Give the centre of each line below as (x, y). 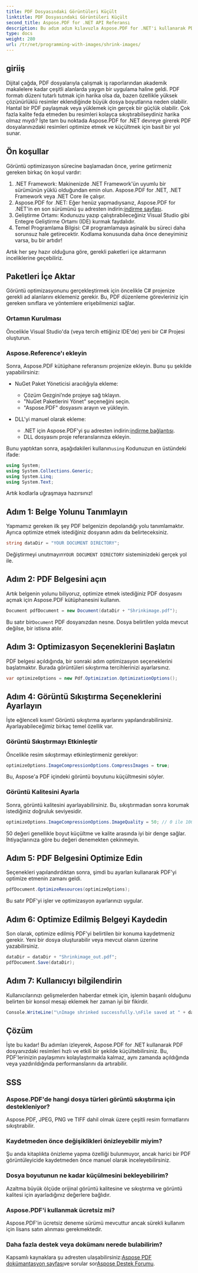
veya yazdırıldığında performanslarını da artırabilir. (67, 1064)
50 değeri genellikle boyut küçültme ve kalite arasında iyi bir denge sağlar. (96, 833)
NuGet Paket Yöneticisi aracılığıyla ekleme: (67, 383)
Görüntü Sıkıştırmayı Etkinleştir (52, 741)
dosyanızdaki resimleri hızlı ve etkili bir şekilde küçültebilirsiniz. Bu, (87, 1051)
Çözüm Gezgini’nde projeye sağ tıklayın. (72, 395)
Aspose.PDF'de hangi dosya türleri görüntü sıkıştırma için (91, 1099)
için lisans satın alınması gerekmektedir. (54, 1229)
